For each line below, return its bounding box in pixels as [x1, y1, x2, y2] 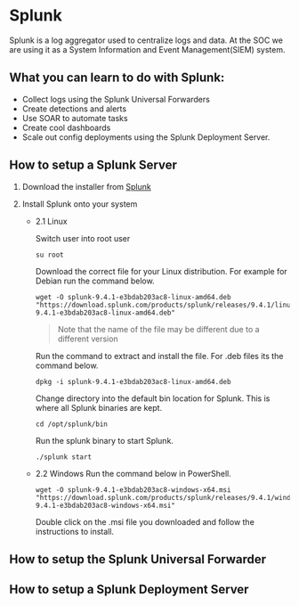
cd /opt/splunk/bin [35, 420, 109, 429]
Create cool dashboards [21, 122, 111, 133]
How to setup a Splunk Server [9, 158, 178, 173]
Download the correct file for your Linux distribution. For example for [35, 266, 287, 276]
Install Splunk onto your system [21, 198, 138, 209]
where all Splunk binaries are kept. [35, 402, 163, 413]
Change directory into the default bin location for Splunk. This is [35, 393, 271, 404]
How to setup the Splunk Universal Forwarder [9, 552, 267, 567]
